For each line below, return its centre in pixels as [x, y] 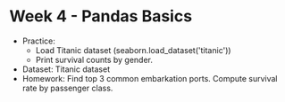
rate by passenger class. [67, 88]
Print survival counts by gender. [94, 59]
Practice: [39, 41]
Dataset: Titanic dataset [66, 69]
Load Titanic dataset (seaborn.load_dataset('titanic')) [133, 50]
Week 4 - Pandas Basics [101, 16]
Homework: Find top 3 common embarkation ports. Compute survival [150, 78]
